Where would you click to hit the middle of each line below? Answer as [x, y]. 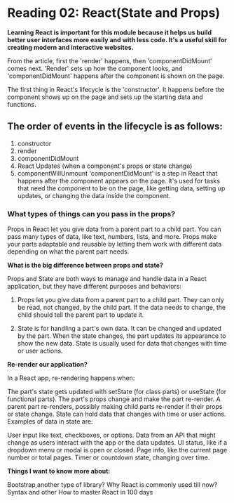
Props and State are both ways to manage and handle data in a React [107, 279]
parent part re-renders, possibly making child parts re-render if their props [115, 407]
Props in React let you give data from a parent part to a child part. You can [114, 229]
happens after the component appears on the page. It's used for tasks [119, 181]
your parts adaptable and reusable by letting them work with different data [115, 244]
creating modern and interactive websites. [71, 47]
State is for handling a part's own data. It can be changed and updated [119, 329]
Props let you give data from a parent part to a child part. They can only [121, 300]
